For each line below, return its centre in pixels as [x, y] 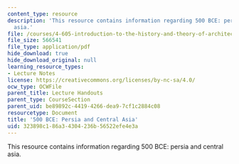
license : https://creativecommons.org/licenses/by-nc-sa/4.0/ [101, 80]
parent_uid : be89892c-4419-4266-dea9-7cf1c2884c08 [84, 106]
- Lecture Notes [31, 73]
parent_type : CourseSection [49, 100]
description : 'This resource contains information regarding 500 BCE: [114, 21]
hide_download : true [38, 54]
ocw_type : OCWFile [34, 87]
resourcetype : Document [43, 113]
